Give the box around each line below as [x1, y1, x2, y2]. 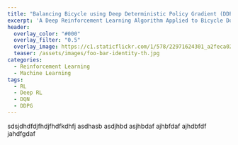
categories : [7, 57, 42, 64]
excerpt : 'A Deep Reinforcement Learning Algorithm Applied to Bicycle [7, 17, 223, 24]
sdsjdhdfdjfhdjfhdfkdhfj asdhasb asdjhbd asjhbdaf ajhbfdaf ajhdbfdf [7, 122, 207, 130]
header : [7, 23, 30, 30]
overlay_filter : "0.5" [13, 37, 81, 44]
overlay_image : [13, 43, 59, 50]
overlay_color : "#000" [13, 30, 81, 37]
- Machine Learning [13, 69, 72, 76]
